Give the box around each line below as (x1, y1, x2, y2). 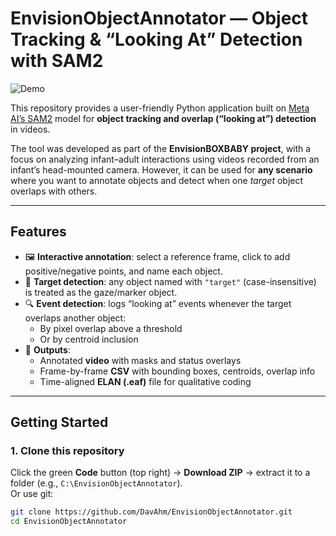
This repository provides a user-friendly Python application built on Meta (10, 102, 310, 114)
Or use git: (10, 488, 54, 500)
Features (10, 223, 67, 241)
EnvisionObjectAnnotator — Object (10, 7, 309, 30)
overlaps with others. (10, 185, 98, 197)
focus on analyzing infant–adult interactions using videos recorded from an (10, 153, 320, 165)
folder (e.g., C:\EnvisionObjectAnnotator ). (10, 477, 183, 489)
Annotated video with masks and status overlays (39, 354, 242, 366)
